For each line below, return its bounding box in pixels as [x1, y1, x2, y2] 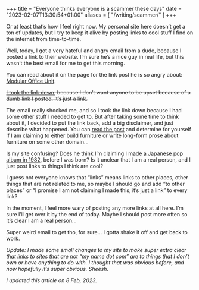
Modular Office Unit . [6, 77, 57, 84]
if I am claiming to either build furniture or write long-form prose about [6, 132, 179, 139]
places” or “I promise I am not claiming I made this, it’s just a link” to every [6, 187, 188, 194]
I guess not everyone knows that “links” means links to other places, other [6, 174, 189, 181]
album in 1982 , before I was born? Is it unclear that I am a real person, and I [6, 156, 191, 163]
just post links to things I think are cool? [6, 163, 103, 169]
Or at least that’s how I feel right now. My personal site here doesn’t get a [6, 23, 186, 30]
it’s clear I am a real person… [6, 217, 77, 224]
